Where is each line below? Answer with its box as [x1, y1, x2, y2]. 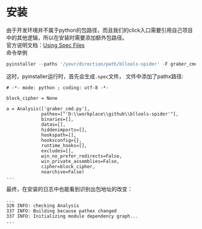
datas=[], [41, 121, 66, 127]
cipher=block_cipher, [41, 163, 96, 169]
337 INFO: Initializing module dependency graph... [6, 213, 138, 219]
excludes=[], [41, 148, 74, 154]
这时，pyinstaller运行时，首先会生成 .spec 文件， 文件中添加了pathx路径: [6, 73, 183, 80]
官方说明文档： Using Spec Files [6, 41, 85, 49]
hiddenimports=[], [41, 127, 87, 133]
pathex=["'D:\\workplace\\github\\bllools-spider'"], [41, 111, 179, 117]
